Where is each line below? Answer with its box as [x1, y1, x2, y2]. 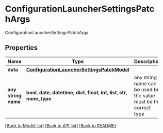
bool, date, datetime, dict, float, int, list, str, [26, 89, 128, 96]
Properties [5, 44, 38, 52]
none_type [26, 95, 52, 102]
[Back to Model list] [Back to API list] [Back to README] [5, 122, 116, 129]
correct [134, 104, 151, 111]
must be [134, 98, 153, 105]
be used [134, 86, 153, 93]
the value [134, 92, 155, 99]
